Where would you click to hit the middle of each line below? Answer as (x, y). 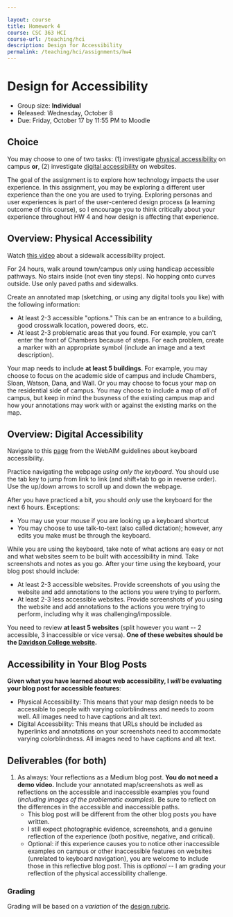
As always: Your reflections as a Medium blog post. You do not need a (118, 777)
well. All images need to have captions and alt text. (90, 717)
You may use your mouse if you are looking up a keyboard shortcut (113, 521)
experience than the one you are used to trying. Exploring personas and (110, 195)
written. (38, 821)
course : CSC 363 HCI (37, 33)
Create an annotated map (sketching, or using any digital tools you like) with (116, 297)
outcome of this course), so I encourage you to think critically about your (111, 209)
